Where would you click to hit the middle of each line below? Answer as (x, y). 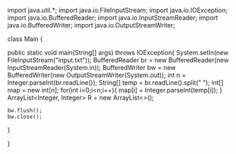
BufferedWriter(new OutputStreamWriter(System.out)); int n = (97, 75)
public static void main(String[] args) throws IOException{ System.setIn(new (118, 53)
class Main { (25, 39)
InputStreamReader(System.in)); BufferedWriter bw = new (92, 67)
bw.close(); (25, 117)
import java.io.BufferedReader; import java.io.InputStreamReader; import (113, 18)
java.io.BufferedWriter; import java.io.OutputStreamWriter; (91, 25)
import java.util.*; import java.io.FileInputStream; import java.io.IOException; (118, 10)
